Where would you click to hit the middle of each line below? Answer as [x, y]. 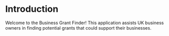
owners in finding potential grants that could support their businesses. [78, 28]
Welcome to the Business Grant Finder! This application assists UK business [85, 23]
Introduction [32, 9]
